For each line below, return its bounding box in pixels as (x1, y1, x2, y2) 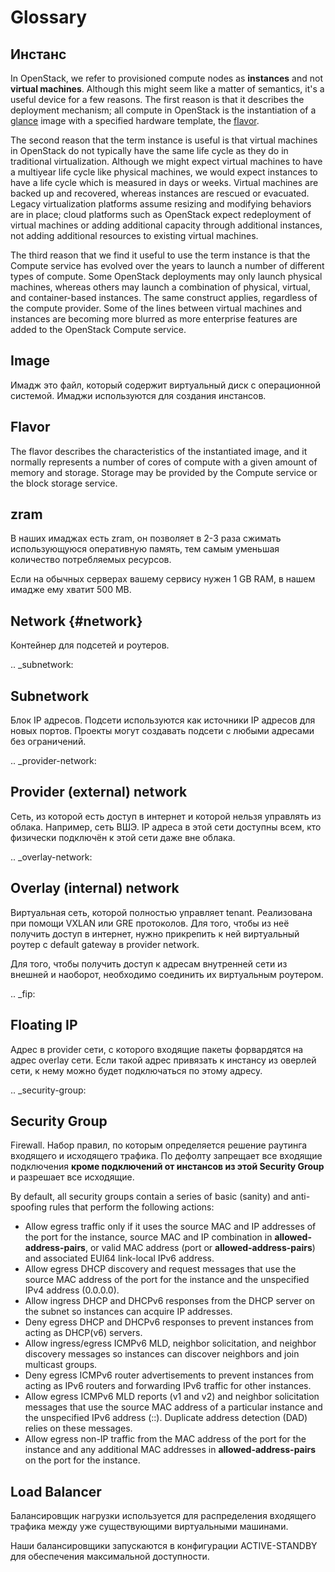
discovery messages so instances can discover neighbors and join (24, 1348, 300, 1360)
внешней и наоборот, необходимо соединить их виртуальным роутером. (10, 968, 324, 980)
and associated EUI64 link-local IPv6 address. (24, 1252, 215, 1265)
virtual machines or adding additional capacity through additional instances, (10, 219, 323, 231)
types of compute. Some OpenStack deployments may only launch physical (10, 271, 323, 282)
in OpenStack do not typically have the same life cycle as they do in (10, 145, 289, 156)
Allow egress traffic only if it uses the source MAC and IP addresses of (24, 1221, 317, 1233)
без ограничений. (10, 736, 87, 748)
